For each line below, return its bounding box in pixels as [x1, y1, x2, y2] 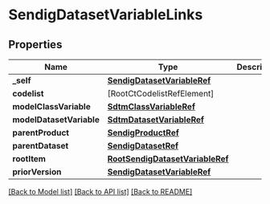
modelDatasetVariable [12, 114, 100, 125]
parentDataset [12, 141, 69, 151]
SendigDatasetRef [107, 141, 179, 151]
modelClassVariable [12, 101, 91, 112]
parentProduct [12, 127, 70, 138]
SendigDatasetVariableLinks [8, 6, 203, 24]
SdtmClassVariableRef [107, 101, 195, 112]
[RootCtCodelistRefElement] [107, 88, 215, 99]
